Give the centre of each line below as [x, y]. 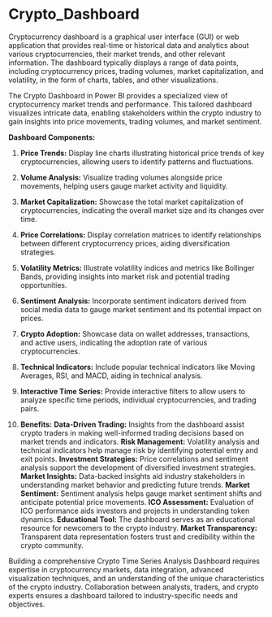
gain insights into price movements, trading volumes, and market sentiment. [135, 121]
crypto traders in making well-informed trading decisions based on [132, 432]
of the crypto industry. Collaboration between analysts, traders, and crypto [134, 587]
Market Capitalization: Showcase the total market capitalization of [132, 202]
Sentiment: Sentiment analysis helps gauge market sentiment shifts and [141, 493]
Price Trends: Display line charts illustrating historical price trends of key [142, 153]
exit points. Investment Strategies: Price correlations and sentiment [134, 458]
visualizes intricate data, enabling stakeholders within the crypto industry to [135, 113]
